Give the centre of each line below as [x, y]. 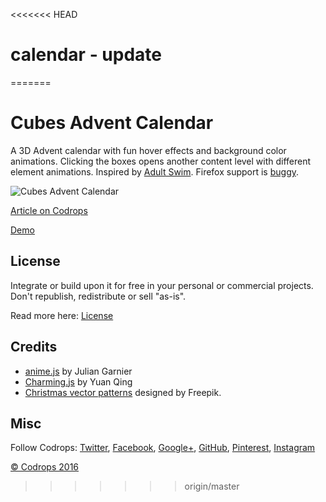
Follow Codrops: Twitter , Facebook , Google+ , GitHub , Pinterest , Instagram [163, 448]
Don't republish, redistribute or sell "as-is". [98, 296]
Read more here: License [62, 315]
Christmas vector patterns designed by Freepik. [123, 392]
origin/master [212, 486]
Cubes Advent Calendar [112, 123]
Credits [34, 347]
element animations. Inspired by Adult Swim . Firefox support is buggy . [155, 171]
